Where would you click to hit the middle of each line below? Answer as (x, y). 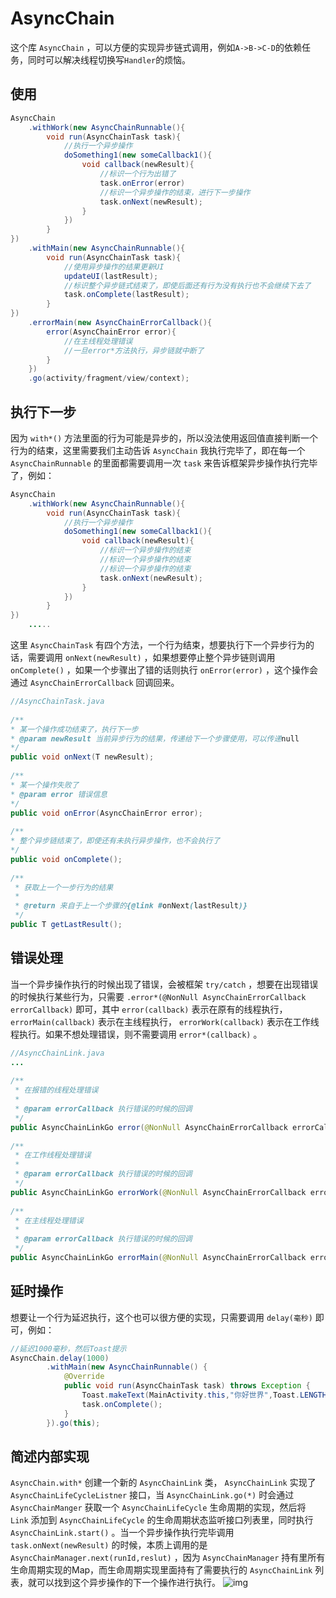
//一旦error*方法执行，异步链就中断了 (134, 350)
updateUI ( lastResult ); (111, 276)
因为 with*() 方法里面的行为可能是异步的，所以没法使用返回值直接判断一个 (164, 438)
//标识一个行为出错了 (138, 174)
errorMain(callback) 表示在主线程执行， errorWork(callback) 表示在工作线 (165, 1021)
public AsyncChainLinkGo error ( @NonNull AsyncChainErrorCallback (149, 1127)
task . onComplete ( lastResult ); (126, 295)
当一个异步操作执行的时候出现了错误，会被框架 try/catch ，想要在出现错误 (164, 984)
